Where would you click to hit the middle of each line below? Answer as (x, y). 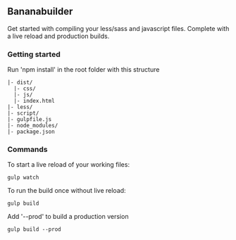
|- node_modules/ (33, 126)
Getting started (34, 54)
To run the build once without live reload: (67, 191)
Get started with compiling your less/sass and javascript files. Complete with (118, 28)
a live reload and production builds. (58, 36)
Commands (27, 149)
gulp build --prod (34, 229)
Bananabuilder (40, 12)
